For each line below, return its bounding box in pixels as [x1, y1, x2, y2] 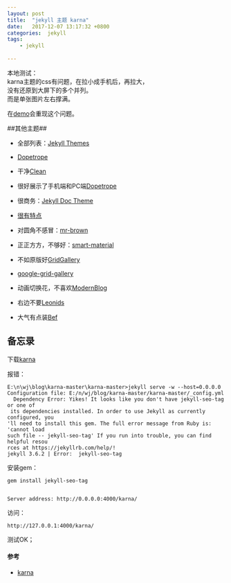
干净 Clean [17, 167, 46, 175]
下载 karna [7, 355, 36, 363]
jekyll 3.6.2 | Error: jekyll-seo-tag [7, 450, 122, 458]
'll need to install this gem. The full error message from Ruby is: [7, 420, 212, 427]
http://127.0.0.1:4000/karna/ [7, 522, 95, 529]
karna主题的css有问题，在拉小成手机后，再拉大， [7, 77, 149, 85]
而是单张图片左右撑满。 [7, 94, 74, 103]
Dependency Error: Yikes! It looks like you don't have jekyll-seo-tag [13, 396, 225, 403]
